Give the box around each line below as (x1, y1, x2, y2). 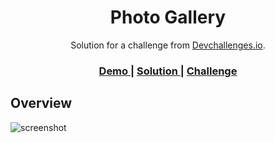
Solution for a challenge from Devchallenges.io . (70, 39, 266, 51)
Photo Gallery (109, 6, 227, 29)
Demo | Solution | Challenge (98, 64, 238, 78)
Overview (10, 95, 73, 112)
